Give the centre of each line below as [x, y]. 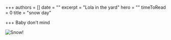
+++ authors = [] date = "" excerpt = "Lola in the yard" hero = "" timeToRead [86, 7]
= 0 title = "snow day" [28, 13]
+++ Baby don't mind [28, 23]
